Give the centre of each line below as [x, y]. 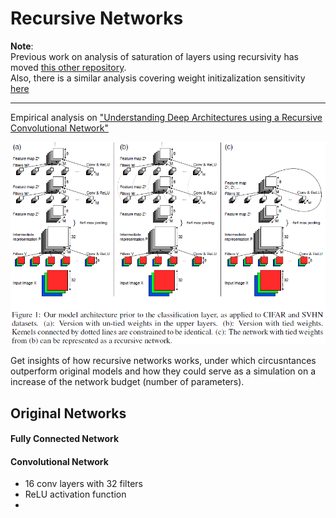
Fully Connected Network [65, 439]
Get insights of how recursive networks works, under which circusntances [163, 361]
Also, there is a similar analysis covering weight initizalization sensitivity [158, 78]
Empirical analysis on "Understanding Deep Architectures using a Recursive [166, 117]
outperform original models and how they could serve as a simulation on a [163, 371]
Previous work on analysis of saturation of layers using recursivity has [154, 56]
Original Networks [68, 413]
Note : [22, 46]
